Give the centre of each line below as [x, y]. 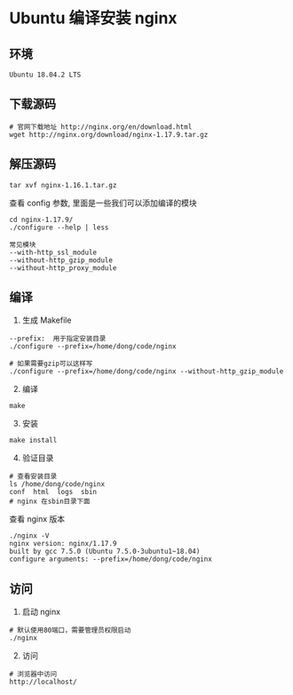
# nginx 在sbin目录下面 [50, 502]
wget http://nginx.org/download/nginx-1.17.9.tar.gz [109, 134]
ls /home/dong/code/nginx [57, 484]
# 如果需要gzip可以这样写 [51, 364]
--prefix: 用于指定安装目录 [58, 339]
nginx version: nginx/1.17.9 [63, 544]
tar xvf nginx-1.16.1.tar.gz [63, 185]
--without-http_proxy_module [63, 268]
